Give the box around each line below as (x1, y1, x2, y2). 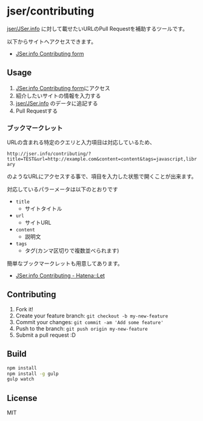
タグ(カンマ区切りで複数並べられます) (24, 247, 119, 254)
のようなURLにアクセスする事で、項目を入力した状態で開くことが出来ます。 (7, 173, 197, 180)
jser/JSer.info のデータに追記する (15, 99, 99, 107)
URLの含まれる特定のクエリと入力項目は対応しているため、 (7, 139, 155, 146)
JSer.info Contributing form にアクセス (15, 84, 111, 91)
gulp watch (7, 376, 35, 382)
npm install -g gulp (7, 371, 59, 377)
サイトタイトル (24, 205, 62, 213)
